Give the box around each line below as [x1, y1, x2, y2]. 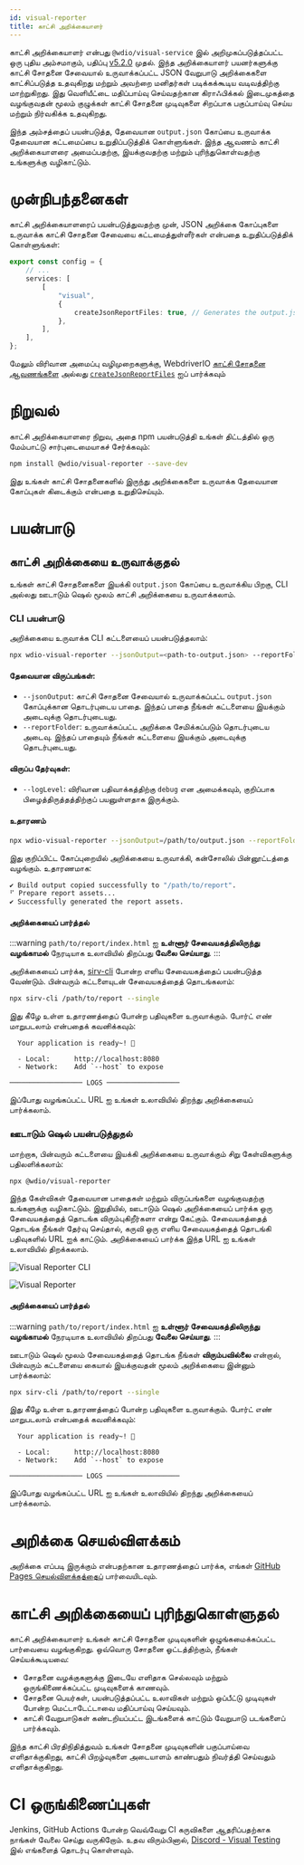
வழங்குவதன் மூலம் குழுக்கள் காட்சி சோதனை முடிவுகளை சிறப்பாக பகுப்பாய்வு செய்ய [9, 97, 292, 109]
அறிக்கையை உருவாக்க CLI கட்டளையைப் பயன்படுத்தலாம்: [9, 633, 208, 644]
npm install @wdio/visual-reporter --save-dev [9, 459, 188, 468]
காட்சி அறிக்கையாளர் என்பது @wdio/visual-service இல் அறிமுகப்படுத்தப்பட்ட [9, 46, 283, 57]
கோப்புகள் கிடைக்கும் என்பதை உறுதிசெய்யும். [9, 485, 165, 496]
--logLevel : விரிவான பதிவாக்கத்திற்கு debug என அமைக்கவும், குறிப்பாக [22, 784, 275, 795]
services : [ [25, 274, 71, 283]
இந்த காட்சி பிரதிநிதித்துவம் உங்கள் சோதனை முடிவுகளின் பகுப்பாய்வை [9, 1741, 250, 1752]
